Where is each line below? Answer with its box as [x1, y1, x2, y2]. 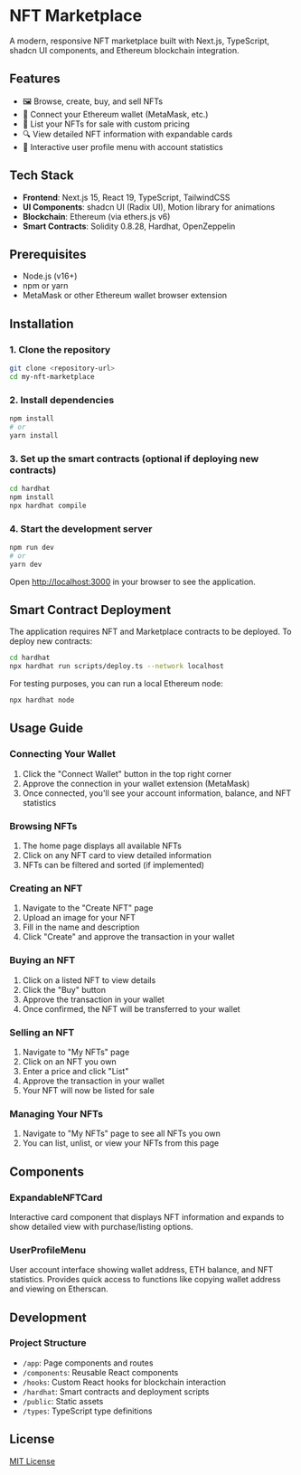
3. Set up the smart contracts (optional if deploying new [9, 452, 259, 465]
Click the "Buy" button [22, 984, 107, 995]
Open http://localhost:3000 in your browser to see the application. [9, 576, 256, 587]
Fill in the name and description [22, 922, 140, 932]
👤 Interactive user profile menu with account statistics [22, 141, 223, 152]
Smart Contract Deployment [9, 602, 172, 618]
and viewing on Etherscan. [9, 1283, 108, 1294]
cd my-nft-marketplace [9, 372, 95, 381]
